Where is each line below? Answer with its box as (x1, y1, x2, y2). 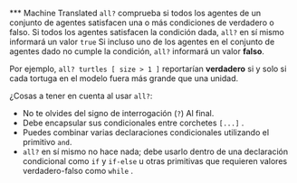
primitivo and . (22, 137, 72, 147)
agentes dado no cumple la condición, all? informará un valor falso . (9, 46, 265, 57)
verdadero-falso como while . (22, 166, 134, 176)
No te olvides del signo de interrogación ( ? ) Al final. (22, 108, 215, 118)
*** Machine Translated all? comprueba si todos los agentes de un (9, 8, 261, 18)
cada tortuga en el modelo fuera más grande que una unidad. (9, 73, 238, 84)
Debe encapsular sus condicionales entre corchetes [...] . (22, 117, 244, 128)
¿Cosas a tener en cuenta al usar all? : (9, 90, 153, 101)
